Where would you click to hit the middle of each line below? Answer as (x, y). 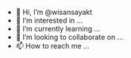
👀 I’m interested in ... (49, 20)
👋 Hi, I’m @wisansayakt (54, 12)
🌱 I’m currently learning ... (58, 29)
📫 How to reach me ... (52, 46)
